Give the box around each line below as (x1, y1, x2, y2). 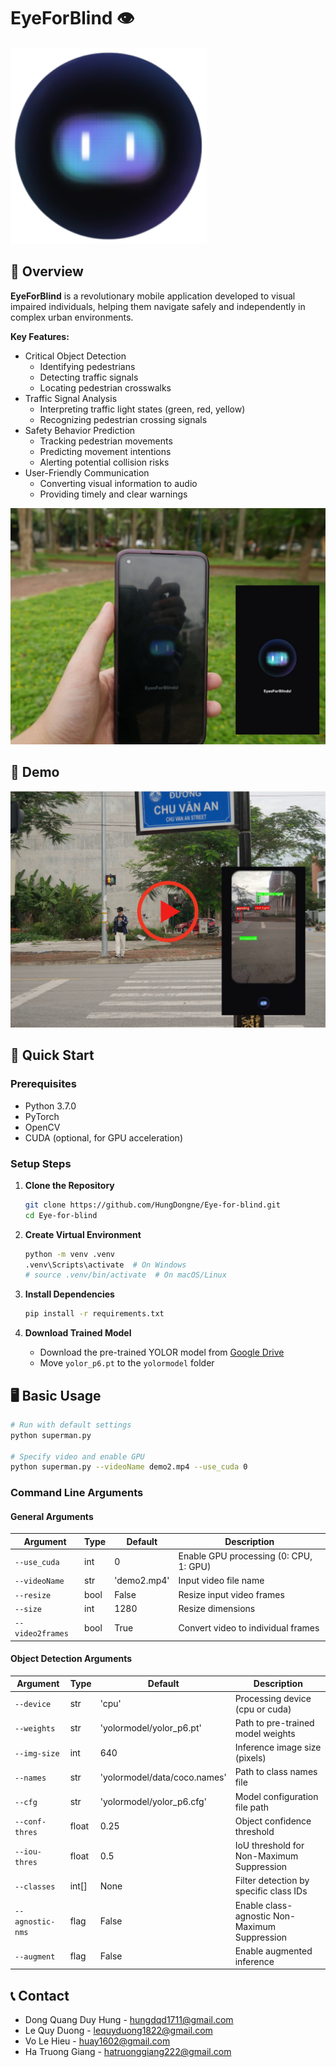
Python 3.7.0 (24, 1100, 77, 1112)
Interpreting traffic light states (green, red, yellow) (39, 403, 246, 415)
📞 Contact (10, 1987, 70, 2004)
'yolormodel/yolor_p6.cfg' (99, 1796, 207, 1808)
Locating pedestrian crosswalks (39, 381, 172, 394)
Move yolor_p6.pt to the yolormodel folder (39, 1357, 215, 1369)
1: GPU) (178, 1561, 212, 1573)
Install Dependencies (24, 1288, 115, 1300)
